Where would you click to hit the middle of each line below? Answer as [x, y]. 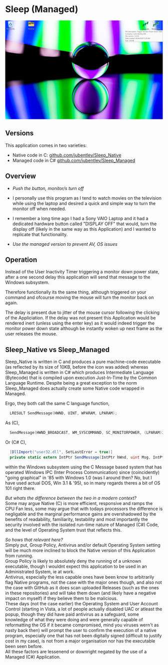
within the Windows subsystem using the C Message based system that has [83, 467]
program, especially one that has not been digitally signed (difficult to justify [83, 635]
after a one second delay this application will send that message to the [78, 277]
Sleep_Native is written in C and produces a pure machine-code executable [83, 362]
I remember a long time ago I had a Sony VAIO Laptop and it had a [80, 218]
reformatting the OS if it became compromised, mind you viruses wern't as [82, 625]
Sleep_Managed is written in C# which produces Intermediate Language [79, 373]
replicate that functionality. [40, 234]
